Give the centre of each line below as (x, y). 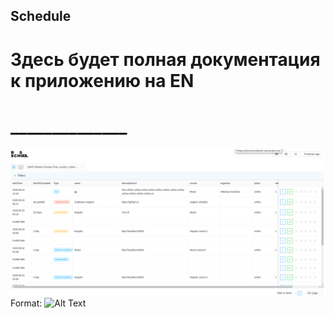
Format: (26, 303)
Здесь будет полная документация (165, 59)
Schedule (41, 16)
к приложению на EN (102, 80)
